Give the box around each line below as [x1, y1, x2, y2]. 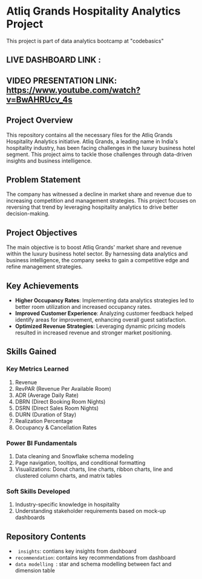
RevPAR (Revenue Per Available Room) [15, 385, 112, 392]
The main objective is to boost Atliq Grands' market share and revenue [6, 244, 182, 251]
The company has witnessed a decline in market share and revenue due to [6, 191, 192, 198]
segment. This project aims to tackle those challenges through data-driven [6, 151, 192, 158]
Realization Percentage [15, 417, 73, 424]
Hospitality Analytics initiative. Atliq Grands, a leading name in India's [6, 138, 178, 145]
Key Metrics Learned [6, 365, 69, 373]
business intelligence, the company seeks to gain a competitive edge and [6, 257, 189, 264]
